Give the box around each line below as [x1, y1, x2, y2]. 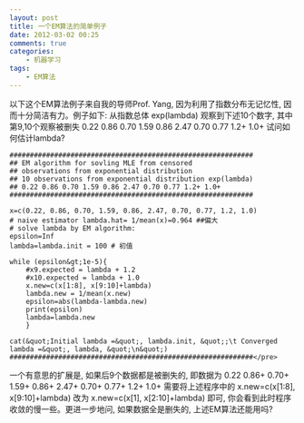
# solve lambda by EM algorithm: [9, 223, 136, 232]
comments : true [9, 38, 67, 48]
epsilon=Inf [9, 231, 54, 241]
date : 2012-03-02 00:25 [9, 30, 100, 39]
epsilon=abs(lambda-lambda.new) [25, 297, 148, 306]
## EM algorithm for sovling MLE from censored [9, 158, 193, 168]
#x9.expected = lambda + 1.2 [25, 265, 136, 274]
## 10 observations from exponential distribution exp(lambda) [9, 174, 254, 183]
